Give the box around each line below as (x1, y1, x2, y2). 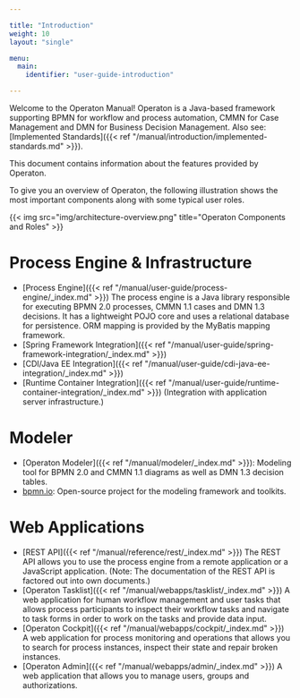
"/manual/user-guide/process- (115, 282, 228, 293)
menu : (9, 54, 30, 63)
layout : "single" (9, 38, 74, 47)
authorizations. (21, 679, 78, 690)
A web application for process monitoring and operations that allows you (21, 632, 291, 643)
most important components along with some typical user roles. (9, 194, 244, 205)
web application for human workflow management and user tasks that (21, 594, 281, 605)
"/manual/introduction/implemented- (132, 132, 268, 141)
